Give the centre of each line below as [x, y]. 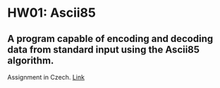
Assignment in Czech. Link [46, 77]
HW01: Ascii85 [52, 13]
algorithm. [31, 60]
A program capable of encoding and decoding [110, 39]
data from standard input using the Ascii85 [103, 49]
